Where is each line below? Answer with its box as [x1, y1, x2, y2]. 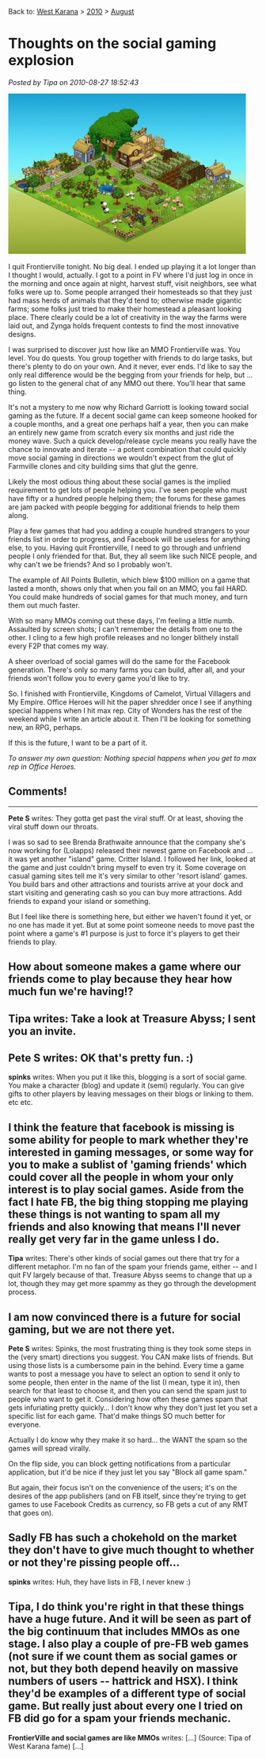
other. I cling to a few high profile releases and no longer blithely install [8, 632, 239, 642]
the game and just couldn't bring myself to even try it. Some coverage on [8, 862, 247, 872]
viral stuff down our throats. [8, 821, 99, 831]
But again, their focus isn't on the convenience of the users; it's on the [8, 1482, 237, 1492]
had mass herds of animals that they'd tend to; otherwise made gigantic [8, 296, 243, 305]
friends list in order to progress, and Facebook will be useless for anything [8, 534, 251, 543]
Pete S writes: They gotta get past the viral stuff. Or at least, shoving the [8, 813, 244, 823]
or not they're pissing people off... [8, 1556, 180, 1570]
